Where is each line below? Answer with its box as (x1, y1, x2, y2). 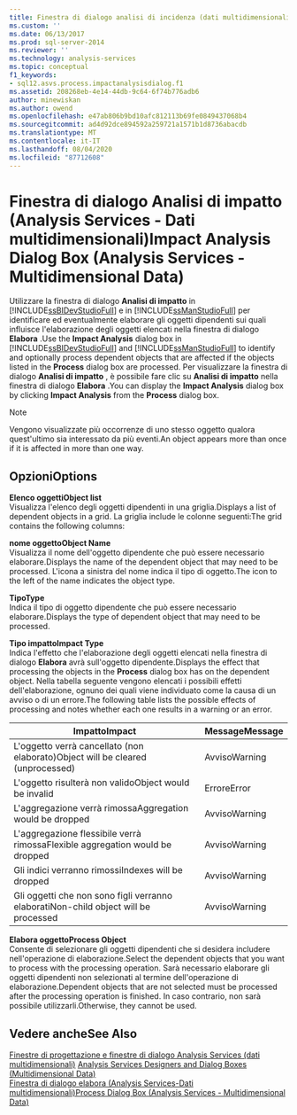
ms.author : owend (9, 104, 73, 113)
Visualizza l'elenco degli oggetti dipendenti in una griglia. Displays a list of (9, 502, 277, 512)
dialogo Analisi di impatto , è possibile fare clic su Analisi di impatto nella (9, 371, 278, 382)
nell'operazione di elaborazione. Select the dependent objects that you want (9, 954, 286, 964)
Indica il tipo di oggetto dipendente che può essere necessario (9, 602, 237, 612)
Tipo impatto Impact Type (9, 638, 104, 649)
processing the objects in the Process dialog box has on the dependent (9, 667, 270, 677)
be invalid (13, 788, 54, 800)
